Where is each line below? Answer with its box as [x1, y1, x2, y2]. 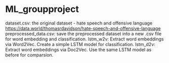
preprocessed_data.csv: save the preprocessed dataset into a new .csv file [5, 30, 162, 36]
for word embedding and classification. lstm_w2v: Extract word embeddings [5, 36, 164, 42]
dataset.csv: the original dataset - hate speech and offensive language [5, 20, 153, 26]
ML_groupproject [5, 3, 79, 15]
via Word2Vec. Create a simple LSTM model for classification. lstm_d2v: [5, 41, 155, 47]
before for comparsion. [5, 51, 54, 58]
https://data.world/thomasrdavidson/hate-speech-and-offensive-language [5, 25, 161, 31]
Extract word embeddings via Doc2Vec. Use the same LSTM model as [5, 46, 152, 52]
